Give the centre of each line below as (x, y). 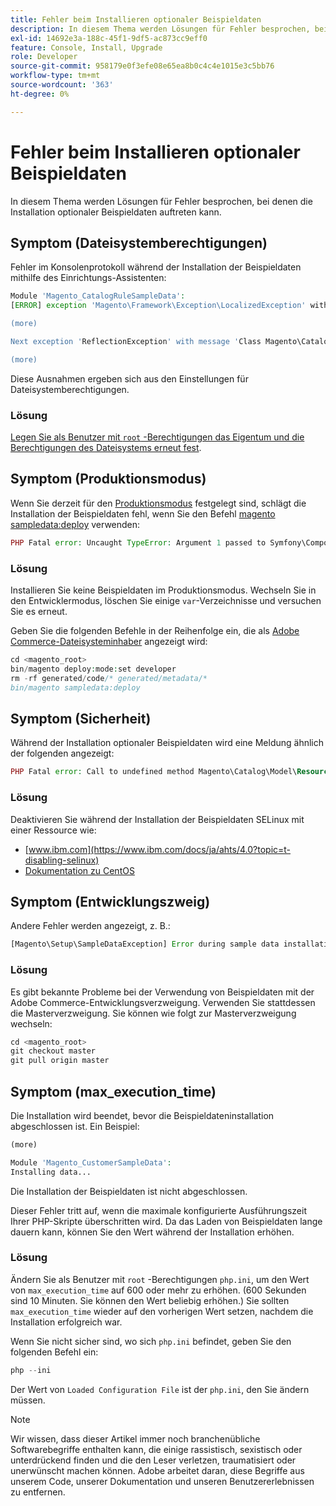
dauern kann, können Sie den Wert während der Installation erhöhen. (152, 1232)
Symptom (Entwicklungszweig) (110, 901)
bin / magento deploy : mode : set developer (93, 669)
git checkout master (53, 1051)
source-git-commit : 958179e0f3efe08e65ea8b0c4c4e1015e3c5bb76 (142, 66)
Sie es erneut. (39, 612)
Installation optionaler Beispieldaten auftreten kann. (116, 212)
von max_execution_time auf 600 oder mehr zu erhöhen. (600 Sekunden (158, 1290)
